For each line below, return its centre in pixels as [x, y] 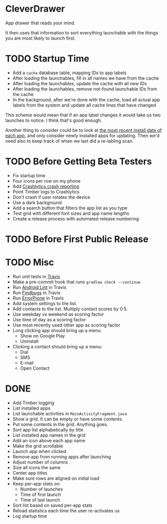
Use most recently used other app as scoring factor [66, 325]
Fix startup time [29, 175]
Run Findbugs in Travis [36, 292]
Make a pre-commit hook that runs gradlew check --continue [76, 282]
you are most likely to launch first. [40, 38]
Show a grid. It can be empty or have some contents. [68, 419]
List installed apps [31, 408]
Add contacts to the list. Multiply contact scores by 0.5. [70, 309]
